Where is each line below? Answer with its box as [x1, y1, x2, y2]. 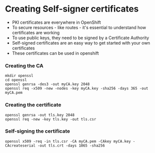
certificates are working [12, 30, 60, 35]
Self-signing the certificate [5, 128, 70, 135]
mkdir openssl [5, 74, 34, 78]
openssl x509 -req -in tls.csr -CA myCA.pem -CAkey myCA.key [5, 139, 131, 144]
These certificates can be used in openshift [12, 50, 99, 56]
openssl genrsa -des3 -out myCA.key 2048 [5, 82, 90, 87]
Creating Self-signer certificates [5, 3, 139, 15]
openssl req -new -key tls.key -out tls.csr [5, 117, 96, 122]
